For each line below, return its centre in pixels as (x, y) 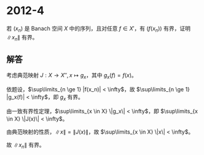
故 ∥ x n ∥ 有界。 (25, 146)
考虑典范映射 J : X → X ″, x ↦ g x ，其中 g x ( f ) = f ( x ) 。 (72, 76)
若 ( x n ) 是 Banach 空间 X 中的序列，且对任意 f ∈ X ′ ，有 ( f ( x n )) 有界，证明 (98, 29)
